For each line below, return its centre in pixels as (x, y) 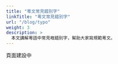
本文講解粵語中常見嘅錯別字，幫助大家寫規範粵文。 (63, 38)
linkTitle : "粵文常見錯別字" (38, 17)
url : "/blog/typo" (28, 22)
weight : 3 (18, 27)
